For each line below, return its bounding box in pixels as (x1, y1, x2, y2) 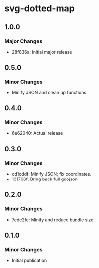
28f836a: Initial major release (11, 49, 73, 55)
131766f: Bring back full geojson (11, 176, 78, 182)
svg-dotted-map (4, 3, 75, 14)
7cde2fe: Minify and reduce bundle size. (11, 217, 95, 223)
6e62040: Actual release (11, 130, 63, 136)
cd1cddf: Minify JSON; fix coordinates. (11, 171, 92, 177)
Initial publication (11, 257, 47, 264)
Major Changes (4, 38, 43, 45)
